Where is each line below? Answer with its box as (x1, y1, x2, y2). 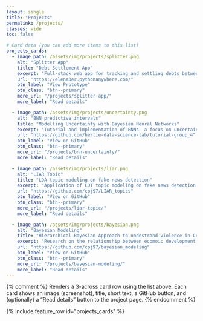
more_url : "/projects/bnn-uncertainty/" (17, 149, 120, 155)
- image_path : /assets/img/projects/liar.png (11, 165, 129, 171)
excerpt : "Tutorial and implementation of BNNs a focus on (17, 127, 172, 133)
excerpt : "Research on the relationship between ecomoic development (17, 239, 196, 245)
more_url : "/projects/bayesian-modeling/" (17, 261, 126, 267)
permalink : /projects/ (6, 20, 63, 26)
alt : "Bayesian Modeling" (17, 227, 83, 233)
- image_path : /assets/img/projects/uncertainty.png (11, 110, 147, 116)
